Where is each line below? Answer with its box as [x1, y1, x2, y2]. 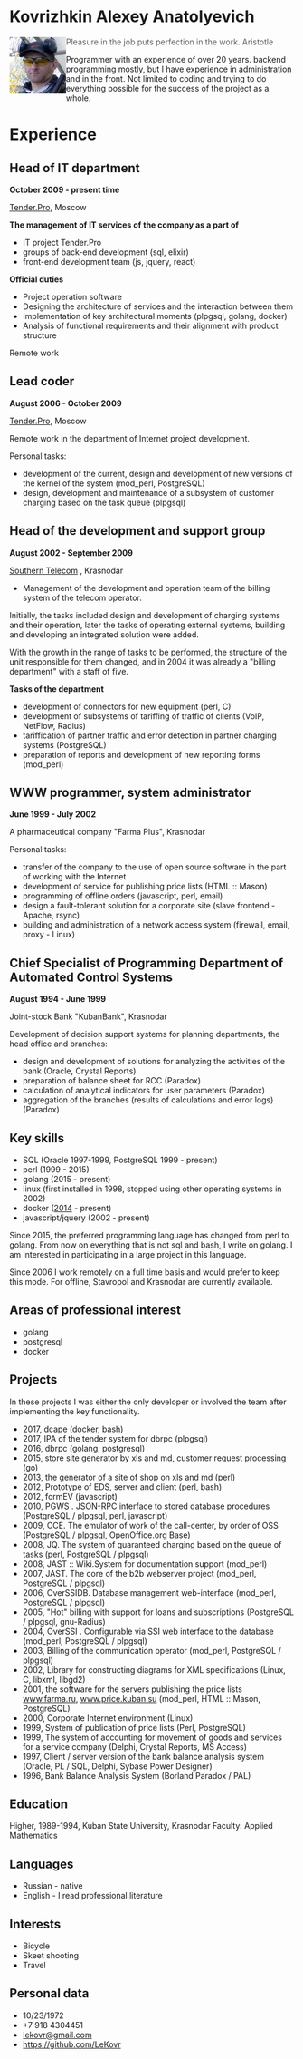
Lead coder [9, 374, 75, 389]
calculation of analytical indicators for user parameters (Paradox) [22, 1085, 265, 1096]
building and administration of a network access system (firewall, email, [22, 919, 290, 930]
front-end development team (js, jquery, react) [22, 256, 196, 267]
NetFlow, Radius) [22, 720, 86, 731]
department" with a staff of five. [9, 665, 129, 676]
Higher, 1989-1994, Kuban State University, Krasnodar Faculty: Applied [9, 1821, 273, 1831]
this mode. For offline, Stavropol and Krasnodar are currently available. [9, 1277, 273, 1287]
